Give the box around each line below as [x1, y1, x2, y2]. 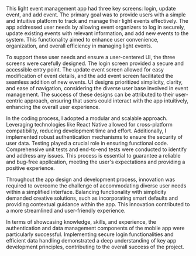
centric [6, 97, 23, 104]
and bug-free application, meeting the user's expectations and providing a [6, 158, 185, 165]
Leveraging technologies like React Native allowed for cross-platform [6, 121, 173, 128]
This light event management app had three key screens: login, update [6, 5, 176, 12]
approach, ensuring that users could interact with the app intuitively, [24, 97, 189, 104]
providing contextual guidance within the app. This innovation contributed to [6, 201, 190, 207]
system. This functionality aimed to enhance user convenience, [6, 36, 159, 43]
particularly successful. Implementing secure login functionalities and [6, 231, 174, 238]
